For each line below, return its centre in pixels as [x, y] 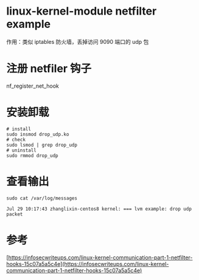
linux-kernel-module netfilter [82, 11]
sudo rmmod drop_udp [33, 156]
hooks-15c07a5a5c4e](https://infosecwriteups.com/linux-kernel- [88, 264]
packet [15, 214]
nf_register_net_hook [33, 86]
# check [16, 139]
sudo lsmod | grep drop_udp [42, 145]
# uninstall [21, 150]
